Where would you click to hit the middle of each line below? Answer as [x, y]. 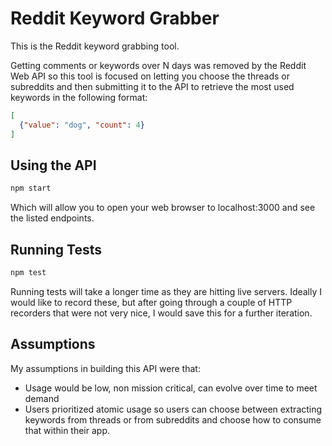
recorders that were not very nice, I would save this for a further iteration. [161, 313]
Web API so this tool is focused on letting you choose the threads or [150, 76]
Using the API [53, 165]
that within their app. [67, 430]
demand [42, 398]
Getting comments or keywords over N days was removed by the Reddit [158, 65]
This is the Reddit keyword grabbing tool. [95, 46]
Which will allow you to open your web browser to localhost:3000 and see [163, 208]
